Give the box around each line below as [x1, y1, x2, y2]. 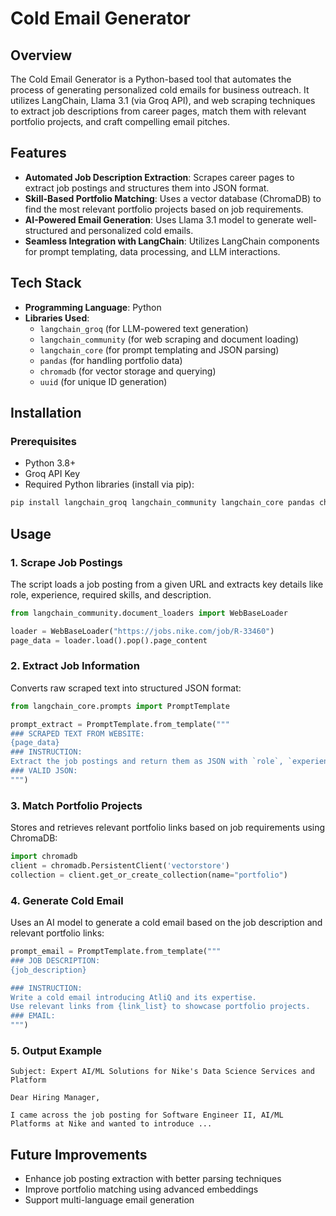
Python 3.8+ [24, 457, 77, 469]
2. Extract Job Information [10, 659, 140, 673]
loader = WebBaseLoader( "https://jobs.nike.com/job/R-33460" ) [10, 626, 275, 636]
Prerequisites [10, 434, 77, 448]
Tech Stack [10, 275, 82, 292]
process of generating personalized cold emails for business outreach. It [10, 84, 310, 96]
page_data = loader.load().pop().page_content [10, 635, 208, 646]
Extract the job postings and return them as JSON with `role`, [10, 757, 284, 767]
